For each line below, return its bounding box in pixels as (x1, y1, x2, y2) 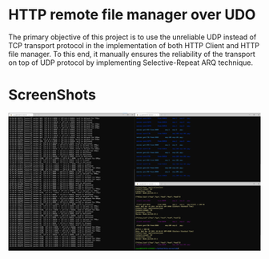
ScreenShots (8, 86, 96, 104)
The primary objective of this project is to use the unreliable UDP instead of (8, 32, 257, 42)
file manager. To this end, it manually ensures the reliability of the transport (8, 49, 256, 59)
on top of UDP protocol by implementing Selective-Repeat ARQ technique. (8, 58, 254, 67)
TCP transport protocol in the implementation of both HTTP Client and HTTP (8, 40, 260, 50)
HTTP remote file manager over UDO (8, 6, 256, 24)
